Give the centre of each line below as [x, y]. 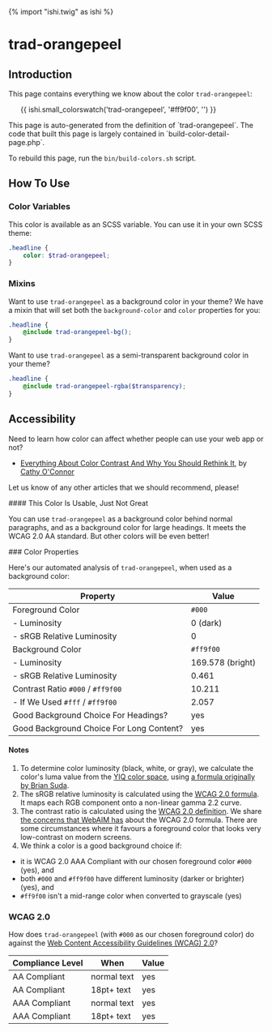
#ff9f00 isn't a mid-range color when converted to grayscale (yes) [131, 896]
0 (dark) [206, 623]
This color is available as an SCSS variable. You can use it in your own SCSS [136, 224]
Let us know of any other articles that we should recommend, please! [124, 487]
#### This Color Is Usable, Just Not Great [78, 503]
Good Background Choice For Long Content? [98, 728]
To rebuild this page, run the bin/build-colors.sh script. [102, 158]
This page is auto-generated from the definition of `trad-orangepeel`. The [131, 125]
